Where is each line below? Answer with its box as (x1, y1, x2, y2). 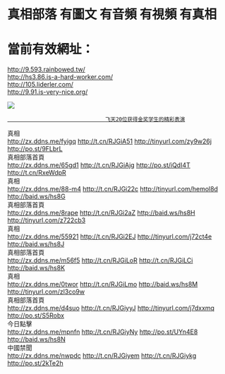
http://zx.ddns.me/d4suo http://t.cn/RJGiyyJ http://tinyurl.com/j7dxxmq (7, 304, 215, 313)
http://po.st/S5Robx (7, 311, 65, 320)
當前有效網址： (7, 42, 95, 57)
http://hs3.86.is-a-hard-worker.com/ (7, 73, 114, 81)
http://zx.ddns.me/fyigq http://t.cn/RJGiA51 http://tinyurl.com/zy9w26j (7, 137, 212, 145)
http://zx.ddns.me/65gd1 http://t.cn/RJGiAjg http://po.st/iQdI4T (7, 161, 190, 169)
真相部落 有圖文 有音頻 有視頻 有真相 (7, 6, 217, 23)
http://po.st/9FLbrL (7, 145, 63, 153)
